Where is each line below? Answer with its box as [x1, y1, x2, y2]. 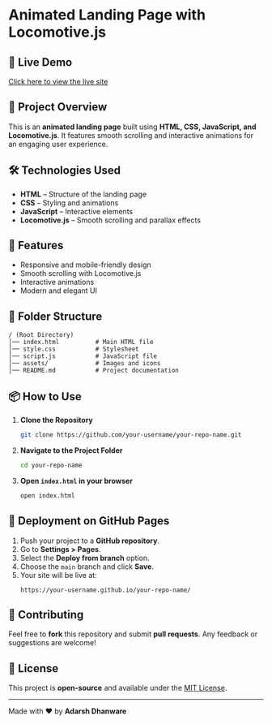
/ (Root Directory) [8, 331, 74, 339]
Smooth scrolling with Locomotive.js [19, 269, 142, 278]
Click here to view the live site [8, 77, 108, 86]
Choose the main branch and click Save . [19, 562, 154, 571]
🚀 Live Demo [8, 55, 73, 69]
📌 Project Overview [8, 100, 108, 114]
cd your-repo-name [19, 461, 83, 469]
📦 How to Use [8, 390, 83, 403]
